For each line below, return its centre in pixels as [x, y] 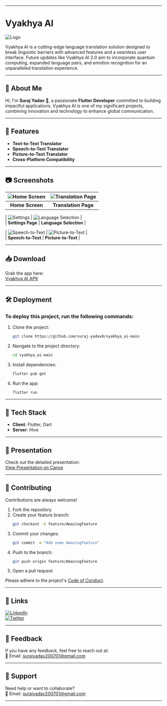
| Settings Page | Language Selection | [45, 223]
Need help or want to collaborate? [40, 688]
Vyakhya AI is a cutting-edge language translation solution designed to [78, 47]
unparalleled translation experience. [42, 68]
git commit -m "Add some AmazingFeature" [56, 543]
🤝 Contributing [28, 488]
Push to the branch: [33, 552]
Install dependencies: [34, 364]
